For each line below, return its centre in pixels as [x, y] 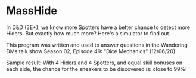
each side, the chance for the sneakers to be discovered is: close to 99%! [97, 69]
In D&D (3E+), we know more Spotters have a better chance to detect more [98, 27]
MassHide [32, 11]
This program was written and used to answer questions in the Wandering [97, 45]
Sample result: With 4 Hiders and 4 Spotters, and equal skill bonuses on [94, 63]
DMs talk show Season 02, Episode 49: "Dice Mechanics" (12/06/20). [91, 51]
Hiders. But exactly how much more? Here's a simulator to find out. [88, 33]
